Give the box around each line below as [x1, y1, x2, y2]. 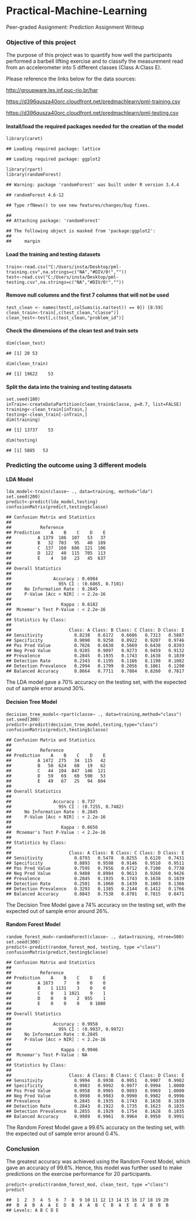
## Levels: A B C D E [6, 1207, 59, 1213]
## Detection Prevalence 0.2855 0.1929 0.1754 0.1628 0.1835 [6, 1108, 184, 1114]
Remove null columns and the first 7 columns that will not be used [6, 291, 169, 298]
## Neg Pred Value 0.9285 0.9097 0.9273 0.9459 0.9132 [6, 648, 184, 654]
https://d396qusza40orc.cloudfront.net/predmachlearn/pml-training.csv [6, 98, 181, 105]
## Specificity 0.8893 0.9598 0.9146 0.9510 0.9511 [6, 860, 184, 866]
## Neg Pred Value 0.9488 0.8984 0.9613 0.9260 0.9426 [6, 870, 184, 876]
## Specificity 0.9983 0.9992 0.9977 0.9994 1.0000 [6, 1083, 184, 1088]
